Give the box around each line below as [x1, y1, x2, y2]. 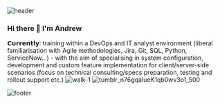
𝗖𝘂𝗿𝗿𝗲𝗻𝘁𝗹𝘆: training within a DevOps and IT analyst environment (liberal [7, 39, 213, 47]
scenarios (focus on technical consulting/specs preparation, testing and [7, 69, 212, 77]
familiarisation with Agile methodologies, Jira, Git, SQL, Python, [7, 47, 187, 55]
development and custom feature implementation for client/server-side [7, 61, 210, 69]
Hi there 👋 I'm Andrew [7, 23, 82, 33]
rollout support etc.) [7, 76, 64, 84]
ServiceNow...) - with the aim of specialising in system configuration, [7, 54, 203, 62]
